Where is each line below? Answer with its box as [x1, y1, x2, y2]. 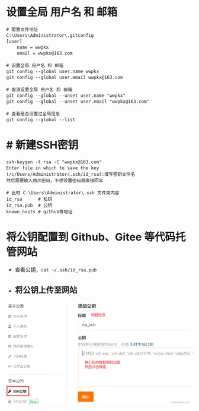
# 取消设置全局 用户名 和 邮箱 [6, 87, 73, 93]
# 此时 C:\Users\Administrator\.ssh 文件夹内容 [6, 189, 120, 196]
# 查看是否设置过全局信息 [6, 110, 60, 116]
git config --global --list [6, 116, 76, 122]
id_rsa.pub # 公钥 [6, 203, 53, 208]
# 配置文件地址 [6, 26, 38, 33]
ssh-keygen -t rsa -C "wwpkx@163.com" [6, 159, 102, 165]
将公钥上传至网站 [14, 285, 78, 295]
